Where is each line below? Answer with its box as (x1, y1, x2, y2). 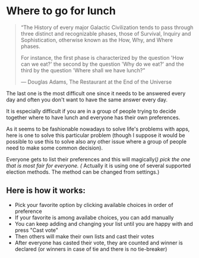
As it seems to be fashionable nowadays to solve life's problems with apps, (6, 125, 190, 132)
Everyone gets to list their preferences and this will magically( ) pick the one (6, 155, 191, 163)
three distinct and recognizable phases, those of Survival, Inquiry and (20, 30, 191, 37)
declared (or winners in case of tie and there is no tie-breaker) (14, 245, 168, 253)
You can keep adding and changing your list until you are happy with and (14, 220, 193, 227)
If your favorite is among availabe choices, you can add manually (14, 214, 174, 221)
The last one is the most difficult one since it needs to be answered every (6, 90, 186, 97)
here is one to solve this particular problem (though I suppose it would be (6, 132, 185, 139)
